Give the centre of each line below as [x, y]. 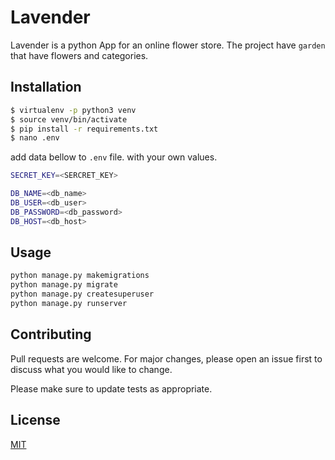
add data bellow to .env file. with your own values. [114, 157]
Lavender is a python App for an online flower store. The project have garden [168, 45]
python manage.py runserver [69, 304]
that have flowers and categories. [79, 55]
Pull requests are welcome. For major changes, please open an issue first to [166, 358]
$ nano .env [35, 138]
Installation [46, 87]
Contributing [51, 334]
